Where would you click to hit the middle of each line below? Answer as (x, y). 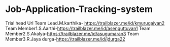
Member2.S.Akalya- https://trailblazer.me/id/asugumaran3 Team (72, 33)
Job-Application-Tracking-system (79, 9)
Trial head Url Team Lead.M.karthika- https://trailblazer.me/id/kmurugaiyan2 (85, 23)
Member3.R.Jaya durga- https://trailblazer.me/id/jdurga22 (65, 39)
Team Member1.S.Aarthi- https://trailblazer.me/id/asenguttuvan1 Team (78, 28)
